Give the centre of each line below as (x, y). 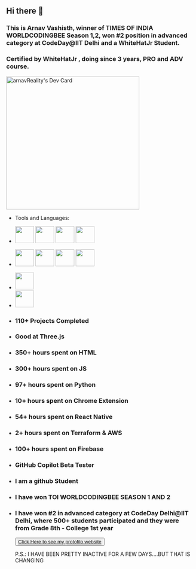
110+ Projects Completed (52, 320)
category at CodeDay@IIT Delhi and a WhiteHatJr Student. (93, 43)
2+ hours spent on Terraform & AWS (68, 433)
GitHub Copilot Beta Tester (54, 465)
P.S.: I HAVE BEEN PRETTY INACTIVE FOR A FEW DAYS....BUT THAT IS (102, 554)
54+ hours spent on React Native (64, 417)
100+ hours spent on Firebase (59, 449)
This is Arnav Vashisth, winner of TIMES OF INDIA (80, 28)
